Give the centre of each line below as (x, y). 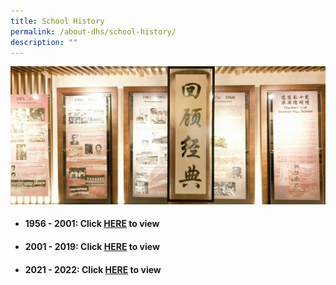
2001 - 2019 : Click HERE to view (92, 247)
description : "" (44, 42)
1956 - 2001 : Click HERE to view (92, 224)
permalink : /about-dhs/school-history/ (93, 31)
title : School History (57, 21)
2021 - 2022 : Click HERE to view (93, 269)
